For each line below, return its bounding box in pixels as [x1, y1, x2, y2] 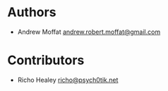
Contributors [7, 52, 85, 68]
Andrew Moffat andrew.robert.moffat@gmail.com [17, 28, 161, 36]
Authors [7, 4, 56, 20]
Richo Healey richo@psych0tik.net [17, 75, 119, 84]
